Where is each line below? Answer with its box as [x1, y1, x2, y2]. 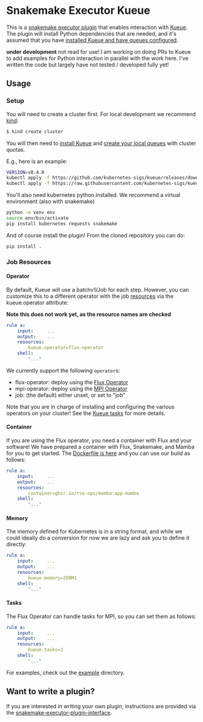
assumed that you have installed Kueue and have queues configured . [6, 36, 178, 44]
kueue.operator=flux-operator [28, 345, 104, 351]
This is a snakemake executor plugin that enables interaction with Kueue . [6, 24, 188, 31]
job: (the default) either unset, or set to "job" [14, 391, 126, 399]
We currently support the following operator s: [6, 367, 120, 374]
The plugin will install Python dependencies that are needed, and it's [6, 30, 177, 37]
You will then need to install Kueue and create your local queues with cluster [6, 140, 196, 147]
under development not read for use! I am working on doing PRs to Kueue [6, 48, 192, 55]
